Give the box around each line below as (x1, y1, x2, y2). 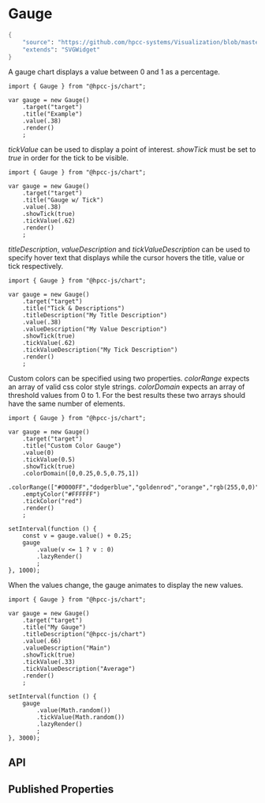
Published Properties (8, 782, 114, 796)
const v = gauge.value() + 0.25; (22, 532, 132, 540)
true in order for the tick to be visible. (8, 153, 129, 163)
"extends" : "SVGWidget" (22, 45, 101, 54)
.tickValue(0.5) (22, 456, 77, 464)
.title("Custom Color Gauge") (22, 442, 122, 450)
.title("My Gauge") (22, 623, 87, 631)
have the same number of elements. (8, 399, 125, 408)
